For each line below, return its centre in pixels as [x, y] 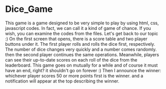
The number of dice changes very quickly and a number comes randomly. [81, 49]
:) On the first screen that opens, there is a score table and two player [76, 39]
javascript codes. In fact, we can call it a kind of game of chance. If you [78, 28]
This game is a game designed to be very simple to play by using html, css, [82, 23]
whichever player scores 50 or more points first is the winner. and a [74, 76]
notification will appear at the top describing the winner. [62, 81]
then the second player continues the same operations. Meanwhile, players [82, 54]
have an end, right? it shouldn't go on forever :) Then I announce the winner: [83, 70]
